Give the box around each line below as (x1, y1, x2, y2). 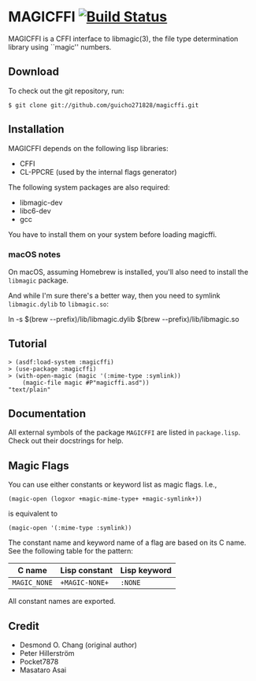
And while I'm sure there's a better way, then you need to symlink (8, 291, 221, 300)
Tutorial (8, 337, 47, 350)
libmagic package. (8, 276, 69, 285)
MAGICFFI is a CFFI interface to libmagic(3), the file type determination (8, 34, 239, 43)
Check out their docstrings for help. (8, 436, 124, 446)
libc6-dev (19, 205, 51, 216)
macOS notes (8, 249, 61, 260)
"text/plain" (8, 386, 51, 394)
